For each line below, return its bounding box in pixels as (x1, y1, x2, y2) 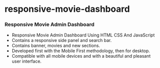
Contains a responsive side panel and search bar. (11, 37, 112, 43)
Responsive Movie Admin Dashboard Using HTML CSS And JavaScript (11, 32, 155, 38)
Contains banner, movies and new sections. (11, 43, 100, 49)
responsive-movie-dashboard (4, 3, 130, 15)
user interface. (11, 58, 42, 65)
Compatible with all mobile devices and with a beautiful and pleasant (11, 53, 151, 59)
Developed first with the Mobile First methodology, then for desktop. (11, 48, 150, 54)
